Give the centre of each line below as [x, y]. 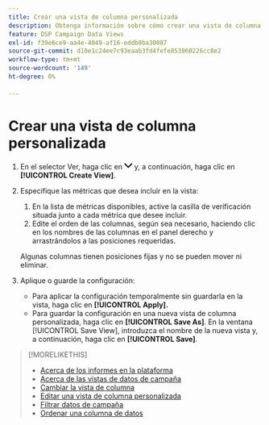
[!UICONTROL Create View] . [68, 175]
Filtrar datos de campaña [81, 404]
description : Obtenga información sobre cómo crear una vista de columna [135, 25]
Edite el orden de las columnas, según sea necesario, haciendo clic [144, 223]
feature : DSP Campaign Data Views [66, 34]
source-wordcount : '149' [50, 69]
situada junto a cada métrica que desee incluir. [110, 215]
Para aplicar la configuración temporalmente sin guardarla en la [137, 296]
